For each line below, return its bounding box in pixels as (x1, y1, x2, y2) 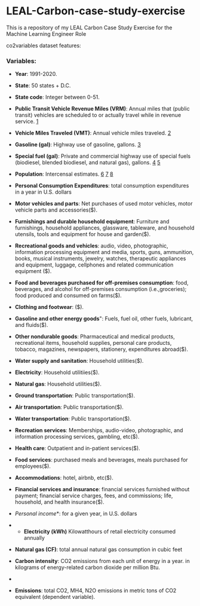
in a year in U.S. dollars (14, 188, 72, 195)
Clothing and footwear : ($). (14, 304, 84, 311)
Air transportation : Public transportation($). (14, 403, 124, 411)
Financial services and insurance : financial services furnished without (14, 486, 190, 493)
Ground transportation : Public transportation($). (14, 392, 136, 399)
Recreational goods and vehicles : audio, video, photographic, (14, 242, 168, 249)
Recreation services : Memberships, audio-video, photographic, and (14, 427, 183, 434)
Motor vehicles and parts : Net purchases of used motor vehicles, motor (14, 200, 193, 207)
